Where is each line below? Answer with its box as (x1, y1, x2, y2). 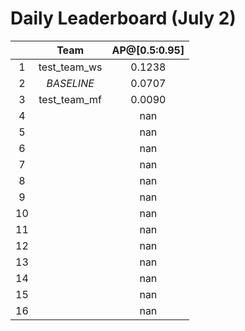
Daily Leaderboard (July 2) (10, 7, 237, 30)
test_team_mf (38, 92, 102, 106)
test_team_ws (38, 60, 103, 74)
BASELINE (46, 76, 95, 90)
